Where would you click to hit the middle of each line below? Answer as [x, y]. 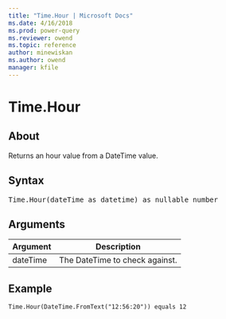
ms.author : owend [37, 61]
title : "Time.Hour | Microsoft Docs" [71, 16]
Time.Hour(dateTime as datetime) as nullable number [113, 199]
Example [30, 288]
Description [118, 246]
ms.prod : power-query [44, 30]
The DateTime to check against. [118, 260]
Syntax [26, 181]
